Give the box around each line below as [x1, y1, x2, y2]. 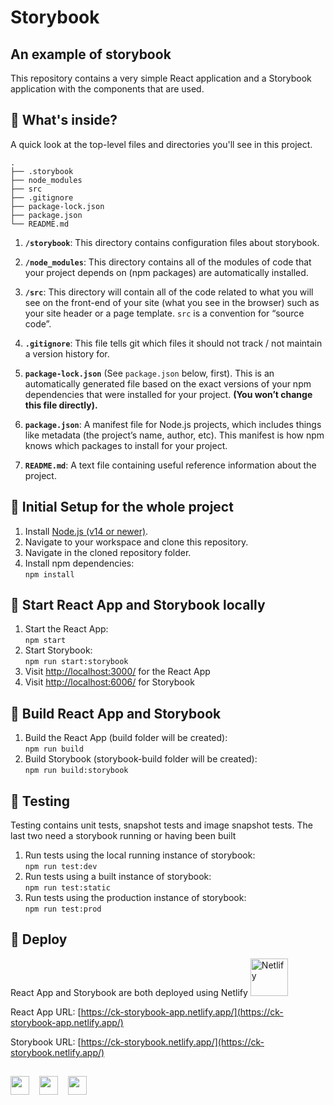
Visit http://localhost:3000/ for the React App [24, 666, 211, 678]
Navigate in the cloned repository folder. [24, 546, 192, 558]
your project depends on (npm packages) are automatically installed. [24, 266, 309, 278]
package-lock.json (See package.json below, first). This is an [24, 367, 275, 379]
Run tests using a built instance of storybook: [24, 871, 212, 883]
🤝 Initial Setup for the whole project [10, 499, 234, 516]
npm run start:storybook [24, 657, 129, 667]
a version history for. [24, 347, 110, 360]
